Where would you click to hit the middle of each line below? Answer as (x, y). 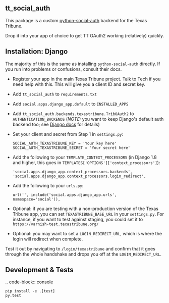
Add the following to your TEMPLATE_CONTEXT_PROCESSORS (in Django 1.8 (85, 157)
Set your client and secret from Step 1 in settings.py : (68, 134)
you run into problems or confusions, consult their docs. (64, 69)
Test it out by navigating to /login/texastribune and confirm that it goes (80, 248)
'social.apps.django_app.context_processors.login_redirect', (79, 176)
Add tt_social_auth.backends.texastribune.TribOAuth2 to (73, 114)
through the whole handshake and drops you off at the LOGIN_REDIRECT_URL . (83, 254)
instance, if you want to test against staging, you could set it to (78, 219)
